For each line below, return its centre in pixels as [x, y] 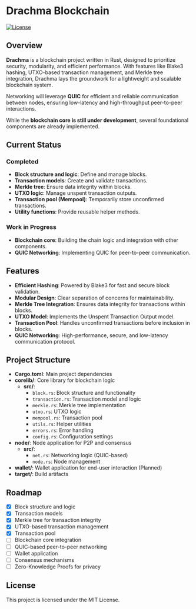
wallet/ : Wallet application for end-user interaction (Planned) [88, 468]
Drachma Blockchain [58, 11]
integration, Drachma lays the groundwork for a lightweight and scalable [94, 78]
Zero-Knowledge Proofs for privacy [58, 567]
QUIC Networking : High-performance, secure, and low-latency [91, 335]
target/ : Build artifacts [41, 474]
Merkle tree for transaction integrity [58, 520]
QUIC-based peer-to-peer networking [61, 547]
